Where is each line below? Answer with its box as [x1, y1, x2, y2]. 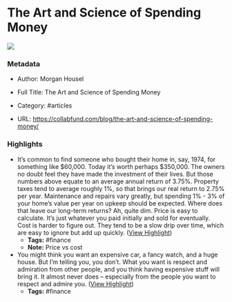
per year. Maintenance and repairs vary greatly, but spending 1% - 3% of [17, 192, 225, 200]
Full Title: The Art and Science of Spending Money [17, 88, 161, 97]
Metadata [7, 59, 40, 68]
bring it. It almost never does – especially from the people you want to [17, 272, 216, 281]
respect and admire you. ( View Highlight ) [17, 279, 135, 288]
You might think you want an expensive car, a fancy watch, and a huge [17, 250, 218, 259]
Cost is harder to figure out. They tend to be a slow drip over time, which [17, 221, 224, 229]
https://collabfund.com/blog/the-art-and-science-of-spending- [32, 115, 213, 123]
